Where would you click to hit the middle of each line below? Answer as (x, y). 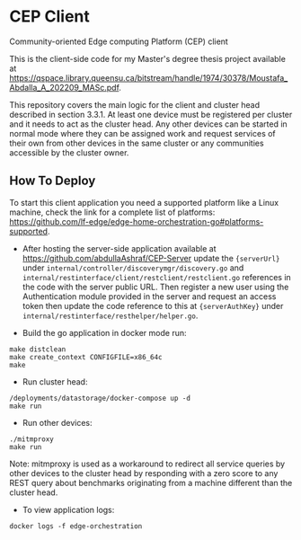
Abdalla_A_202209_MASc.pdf (64, 87)
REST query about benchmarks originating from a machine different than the (151, 482)
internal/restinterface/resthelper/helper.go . (110, 315)
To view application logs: (68, 509)
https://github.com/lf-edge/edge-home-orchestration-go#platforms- (137, 221)
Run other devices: (57, 422)
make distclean (38, 349)
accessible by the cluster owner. (69, 152)
